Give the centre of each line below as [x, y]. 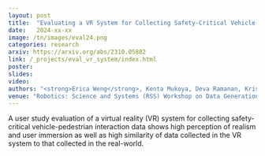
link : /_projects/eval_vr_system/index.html [82, 60]
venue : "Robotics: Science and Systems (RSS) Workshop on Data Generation [134, 96]
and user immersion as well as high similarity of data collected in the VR [125, 136]
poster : [21, 67]
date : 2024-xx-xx [40, 30]
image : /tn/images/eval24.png [58, 37]
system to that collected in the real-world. [76, 143]
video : [19, 81]
